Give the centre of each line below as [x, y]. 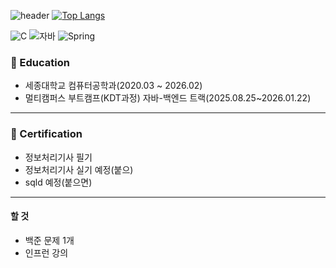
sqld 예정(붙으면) [58, 182]
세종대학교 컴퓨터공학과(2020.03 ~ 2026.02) [113, 86]
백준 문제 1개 [49, 240]
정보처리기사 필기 [58, 157]
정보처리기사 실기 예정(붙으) [79, 169]
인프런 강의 [46, 252]
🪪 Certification [46, 134]
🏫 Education [40, 62]
